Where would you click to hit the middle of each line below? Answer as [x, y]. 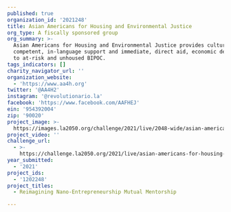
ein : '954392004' [32, 109]
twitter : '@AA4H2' [33, 90]
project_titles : [30, 186]
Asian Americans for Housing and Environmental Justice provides [109, 45]
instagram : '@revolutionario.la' [55, 97]
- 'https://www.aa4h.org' [51, 84]
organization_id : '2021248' [47, 20]
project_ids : [26, 173]
